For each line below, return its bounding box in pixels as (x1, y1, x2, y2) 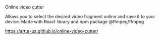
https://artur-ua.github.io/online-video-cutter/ (5, 28, 99, 34)
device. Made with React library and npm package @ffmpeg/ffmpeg (5, 19, 144, 24)
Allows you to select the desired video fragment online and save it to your (5, 14, 156, 19)
